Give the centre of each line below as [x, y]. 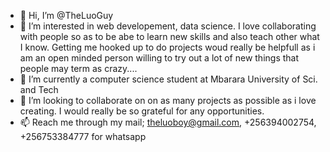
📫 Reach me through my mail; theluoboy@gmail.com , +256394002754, [168, 122]
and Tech [39, 89]
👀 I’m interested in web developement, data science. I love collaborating [168, 26]
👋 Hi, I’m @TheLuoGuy [66, 15]
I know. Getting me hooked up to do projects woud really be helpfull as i [167, 47]
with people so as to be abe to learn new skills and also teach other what [169, 36]
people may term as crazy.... [78, 68]
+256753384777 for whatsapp [83, 136]
